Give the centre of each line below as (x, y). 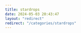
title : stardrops (22, 9)
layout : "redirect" (25, 18)
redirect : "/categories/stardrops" (41, 23)
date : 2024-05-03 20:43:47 (32, 14)
